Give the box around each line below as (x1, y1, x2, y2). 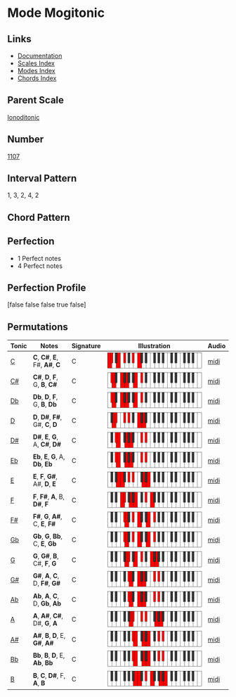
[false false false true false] (7, 300, 86, 309)
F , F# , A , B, (32, 492, 65, 501)
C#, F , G (32, 559, 57, 568)
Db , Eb (32, 460, 53, 468)
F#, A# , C (32, 361, 61, 369)
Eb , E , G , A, (32, 452, 65, 461)
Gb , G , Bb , (32, 532, 63, 540)
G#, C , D (32, 420, 58, 428)
